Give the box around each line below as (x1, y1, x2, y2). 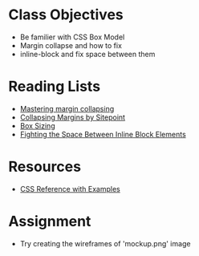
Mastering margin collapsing (19, 104, 115, 113)
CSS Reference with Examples (19, 184, 120, 193)
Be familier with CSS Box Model (19, 32, 125, 42)
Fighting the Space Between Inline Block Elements (19, 129, 186, 139)
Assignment (8, 213, 91, 230)
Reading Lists (8, 78, 101, 95)
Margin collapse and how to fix (19, 40, 123, 50)
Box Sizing (19, 120, 55, 130)
